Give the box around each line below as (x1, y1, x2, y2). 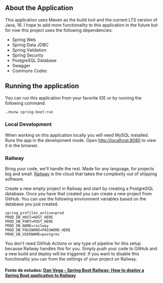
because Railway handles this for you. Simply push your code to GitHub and (5, 246, 157, 252)
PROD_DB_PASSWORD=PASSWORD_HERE (5, 228, 71, 233)
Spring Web (12, 37, 36, 42)
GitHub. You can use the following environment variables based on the (5, 196, 146, 202)
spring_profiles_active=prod (5, 211, 64, 216)
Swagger (12, 62, 31, 68)
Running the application (5, 82, 79, 90)
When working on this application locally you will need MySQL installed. (5, 132, 149, 138)
